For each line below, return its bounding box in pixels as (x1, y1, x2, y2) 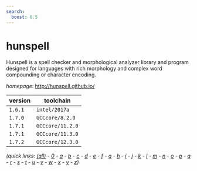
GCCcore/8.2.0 (36, 115, 76, 121)
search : (6, 8, 25, 15)
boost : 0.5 (11, 14, 38, 20)
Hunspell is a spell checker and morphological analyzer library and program (6, 59, 189, 66)
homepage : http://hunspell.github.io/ (6, 83, 95, 90)
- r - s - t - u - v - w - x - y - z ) (6, 159, 79, 166)
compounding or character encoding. (6, 71, 97, 78)
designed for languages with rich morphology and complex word (6, 65, 162, 72)
